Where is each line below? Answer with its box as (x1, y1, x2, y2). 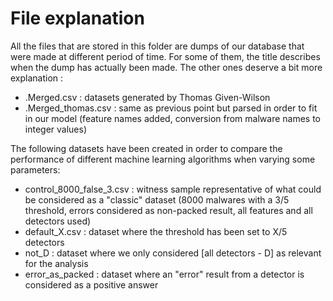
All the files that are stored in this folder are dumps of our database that (10, 40, 305, 52)
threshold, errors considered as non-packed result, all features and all (24, 204, 313, 216)
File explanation (10, 7, 145, 30)
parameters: (10, 163, 61, 176)
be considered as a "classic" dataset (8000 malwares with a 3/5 (24, 193, 290, 206)
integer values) (24, 123, 88, 135)
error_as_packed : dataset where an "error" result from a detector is (24, 268, 305, 280)
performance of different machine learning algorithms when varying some (10, 153, 316, 165)
